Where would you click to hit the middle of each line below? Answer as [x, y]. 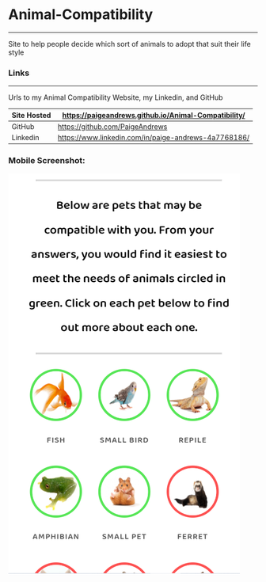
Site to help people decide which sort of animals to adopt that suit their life [129, 44]
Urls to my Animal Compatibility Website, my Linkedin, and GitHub [116, 97]
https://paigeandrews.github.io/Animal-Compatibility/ [154, 115]
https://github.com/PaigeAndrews [113, 126]
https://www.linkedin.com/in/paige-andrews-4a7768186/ [154, 138]
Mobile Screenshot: [47, 160]
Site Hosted [31, 115]
